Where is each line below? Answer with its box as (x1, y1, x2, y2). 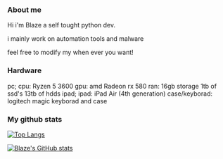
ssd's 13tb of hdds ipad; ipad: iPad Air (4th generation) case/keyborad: (7, 89, 213, 98)
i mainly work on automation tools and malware (7, 34, 144, 43)
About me (7, 5, 42, 15)
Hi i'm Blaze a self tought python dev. (7, 21, 116, 30)
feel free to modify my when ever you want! (7, 48, 134, 57)
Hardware (7, 65, 42, 75)
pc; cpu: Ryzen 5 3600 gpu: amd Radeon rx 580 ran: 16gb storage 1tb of (7, 82, 217, 90)
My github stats (7, 114, 63, 124)
